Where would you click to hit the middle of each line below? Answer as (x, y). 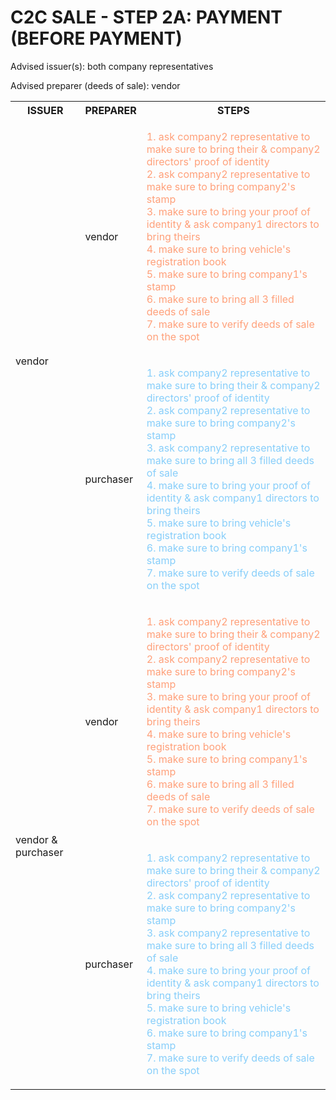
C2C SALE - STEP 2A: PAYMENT (146, 17)
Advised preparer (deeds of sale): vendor (95, 85)
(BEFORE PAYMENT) (96, 38)
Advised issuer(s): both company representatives (112, 66)
